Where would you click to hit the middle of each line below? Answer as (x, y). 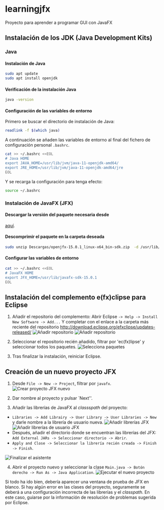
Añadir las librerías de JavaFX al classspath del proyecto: (70, 408)
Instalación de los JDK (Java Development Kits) (79, 38)
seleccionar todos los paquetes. (44, 347)
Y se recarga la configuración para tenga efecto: (54, 181)
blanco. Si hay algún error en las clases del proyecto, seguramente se (75, 487)
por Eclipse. (17, 503)
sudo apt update (21, 74)
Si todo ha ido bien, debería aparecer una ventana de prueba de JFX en (77, 482)
